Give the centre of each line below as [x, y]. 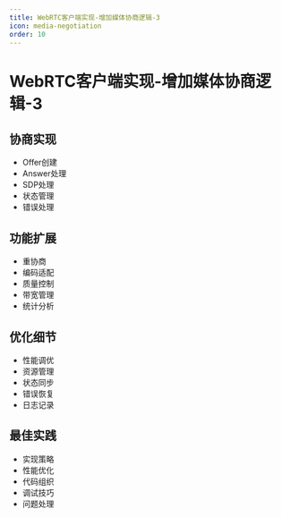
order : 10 [28, 34]
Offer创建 [40, 163]
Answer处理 [44, 174]
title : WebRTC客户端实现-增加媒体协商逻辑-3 [85, 17]
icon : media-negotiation [55, 26]
